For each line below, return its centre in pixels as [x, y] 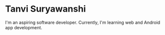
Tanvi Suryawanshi [45, 9]
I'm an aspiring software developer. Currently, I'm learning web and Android [83, 22]
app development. [24, 27]
